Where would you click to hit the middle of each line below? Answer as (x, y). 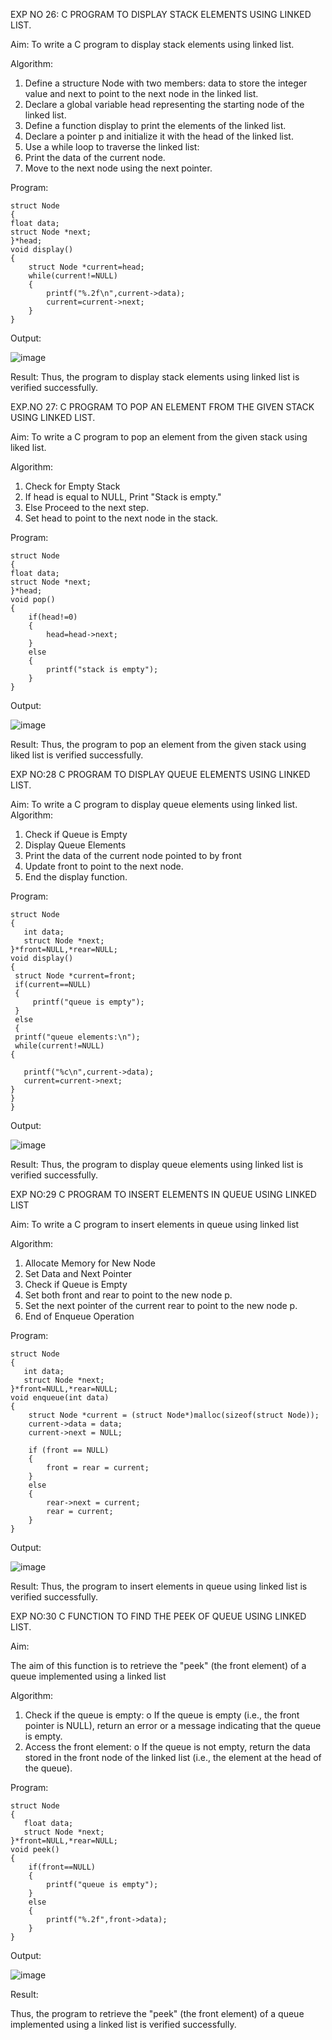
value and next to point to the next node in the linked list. (141, 93)
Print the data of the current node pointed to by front (133, 855)
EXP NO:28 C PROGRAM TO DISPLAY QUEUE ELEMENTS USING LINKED (160, 774)
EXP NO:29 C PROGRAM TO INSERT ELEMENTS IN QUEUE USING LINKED (163, 1194)
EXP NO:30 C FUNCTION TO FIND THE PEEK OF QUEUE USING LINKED (158, 1616)
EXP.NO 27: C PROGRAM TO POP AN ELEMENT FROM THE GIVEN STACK (162, 407)
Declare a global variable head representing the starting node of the (164, 104)
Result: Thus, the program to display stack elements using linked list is (155, 377)
